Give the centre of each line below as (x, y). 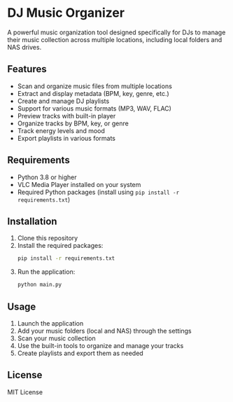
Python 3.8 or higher (47, 177)
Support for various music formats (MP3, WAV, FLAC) (94, 108)
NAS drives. (24, 47)
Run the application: (46, 272)
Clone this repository (48, 238)
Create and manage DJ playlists (63, 101)
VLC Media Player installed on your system (79, 184)
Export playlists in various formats (66, 138)
